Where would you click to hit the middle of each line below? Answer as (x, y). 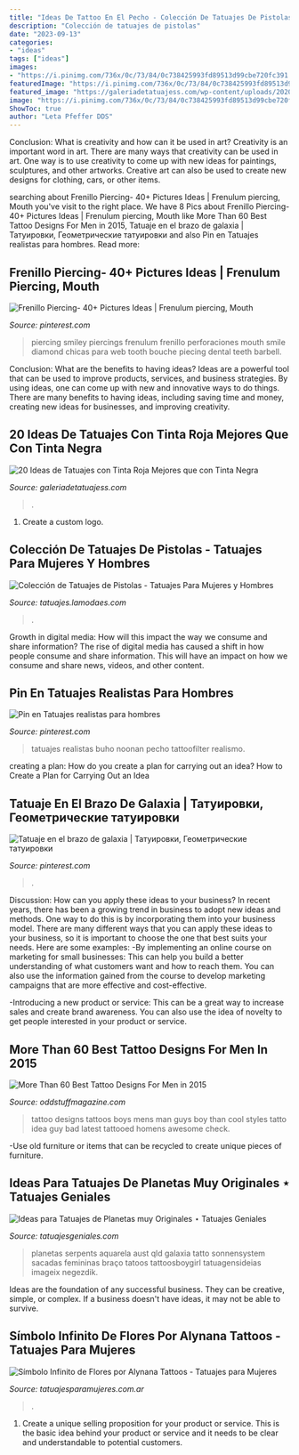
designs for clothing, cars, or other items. (85, 180)
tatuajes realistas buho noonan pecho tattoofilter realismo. (138, 749)
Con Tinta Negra (56, 449)
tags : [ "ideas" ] (39, 59)
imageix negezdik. (65, 1272)
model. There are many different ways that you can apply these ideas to (141, 929)
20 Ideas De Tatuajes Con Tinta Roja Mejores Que (149, 435)
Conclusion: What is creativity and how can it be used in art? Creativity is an (149, 142)
